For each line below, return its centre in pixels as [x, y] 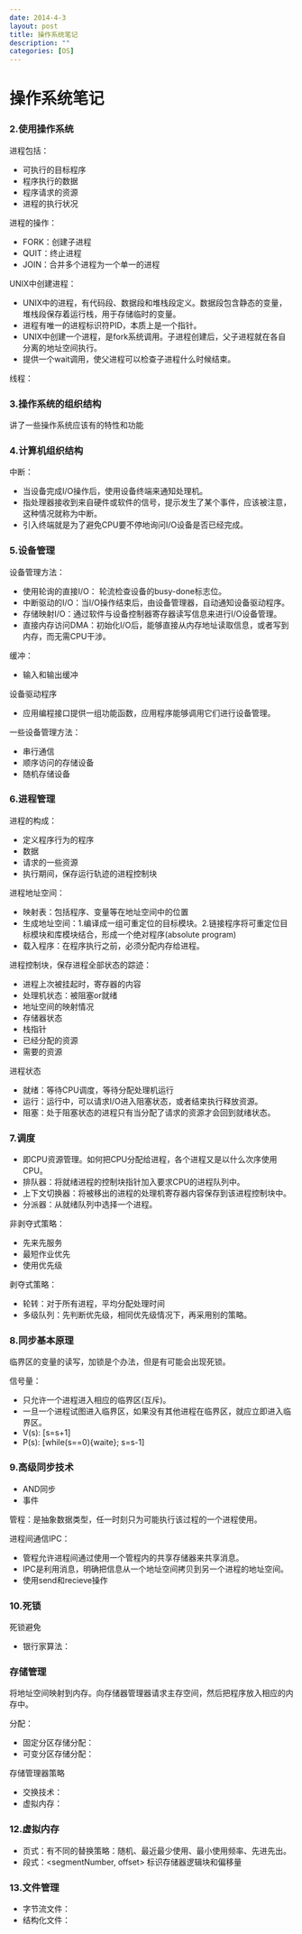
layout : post [34, 26]
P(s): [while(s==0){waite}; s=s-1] [83, 1443]
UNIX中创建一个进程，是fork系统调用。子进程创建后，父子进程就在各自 [154, 336]
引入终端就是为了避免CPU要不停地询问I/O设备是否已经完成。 [135, 525]
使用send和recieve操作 [65, 1580]
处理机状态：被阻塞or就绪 [70, 995]
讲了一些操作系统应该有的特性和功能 [77, 425]
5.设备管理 [32, 551]
